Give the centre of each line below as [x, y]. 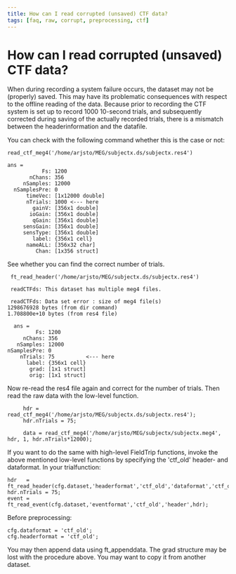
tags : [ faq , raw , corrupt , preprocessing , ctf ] [78, 20]
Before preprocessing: [40, 518]
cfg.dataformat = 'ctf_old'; [50, 530]
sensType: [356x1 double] [61, 233]
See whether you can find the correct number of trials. [86, 265]
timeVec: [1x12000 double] [65, 196]
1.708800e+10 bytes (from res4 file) [63, 314]
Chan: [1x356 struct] [67, 251]
